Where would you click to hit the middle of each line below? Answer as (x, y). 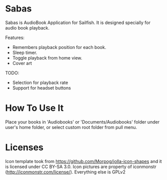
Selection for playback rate (40, 82)
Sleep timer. (25, 52)
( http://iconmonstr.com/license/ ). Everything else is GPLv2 (65, 172)
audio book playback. (27, 27)
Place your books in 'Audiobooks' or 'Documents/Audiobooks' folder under (82, 122)
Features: (15, 37)
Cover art (22, 63)
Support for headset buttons (41, 87)
